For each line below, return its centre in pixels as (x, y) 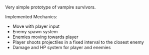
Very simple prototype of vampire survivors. (50, 7)
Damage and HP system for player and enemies (61, 47)
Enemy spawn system (35, 31)
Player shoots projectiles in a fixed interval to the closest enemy (78, 42)
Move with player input (36, 26)
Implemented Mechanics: (31, 17)
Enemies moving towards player (45, 37)
